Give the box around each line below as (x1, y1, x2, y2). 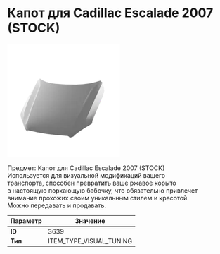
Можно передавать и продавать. (7, 201, 107, 210)
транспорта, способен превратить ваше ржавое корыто (7, 179, 177, 187)
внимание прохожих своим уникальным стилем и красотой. (7, 193, 190, 202)
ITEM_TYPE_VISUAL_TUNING (48, 236, 132, 245)
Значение (75, 217, 105, 225)
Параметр (10, 217, 42, 225)
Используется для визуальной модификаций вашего (7, 171, 166, 179)
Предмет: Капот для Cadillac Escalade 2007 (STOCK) (7, 164, 165, 172)
